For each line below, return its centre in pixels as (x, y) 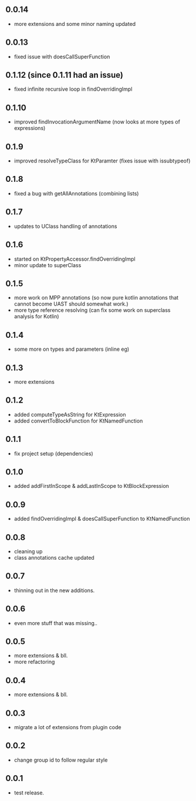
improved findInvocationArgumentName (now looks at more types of (97, 122)
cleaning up (28, 551)
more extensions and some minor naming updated (75, 24)
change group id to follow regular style (61, 760)
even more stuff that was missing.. (56, 623)
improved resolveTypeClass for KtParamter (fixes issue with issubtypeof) (102, 161)
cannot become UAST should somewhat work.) (71, 304)
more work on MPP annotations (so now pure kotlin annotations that (96, 298)
